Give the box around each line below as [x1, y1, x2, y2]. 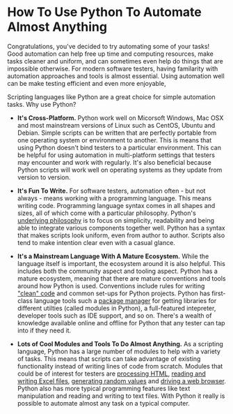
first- [211, 289, 226, 297]
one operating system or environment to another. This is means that [17, 135, 212, 144]
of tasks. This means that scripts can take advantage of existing [17, 354, 201, 363]
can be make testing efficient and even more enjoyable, [7, 79, 166, 87]
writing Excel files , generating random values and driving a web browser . [17, 376, 227, 385]
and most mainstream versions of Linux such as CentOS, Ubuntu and [17, 121, 216, 129]
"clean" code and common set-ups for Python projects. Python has [17, 289, 211, 297]
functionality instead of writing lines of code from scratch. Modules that [17, 362, 223, 370]
